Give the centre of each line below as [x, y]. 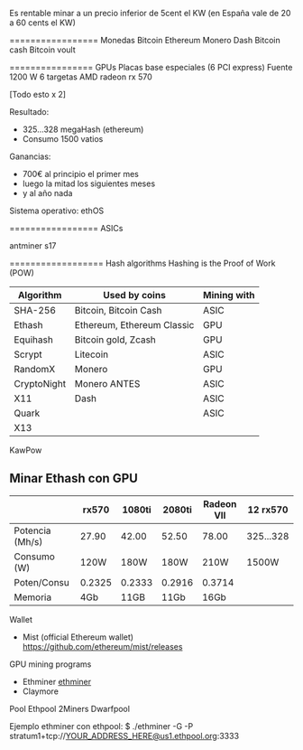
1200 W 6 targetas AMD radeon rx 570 [81, 77]
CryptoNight [40, 384]
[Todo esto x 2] [37, 94]
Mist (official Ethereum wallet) [78, 637]
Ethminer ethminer [57, 681]
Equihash [34, 340]
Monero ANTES [107, 384]
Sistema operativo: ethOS [57, 211]
